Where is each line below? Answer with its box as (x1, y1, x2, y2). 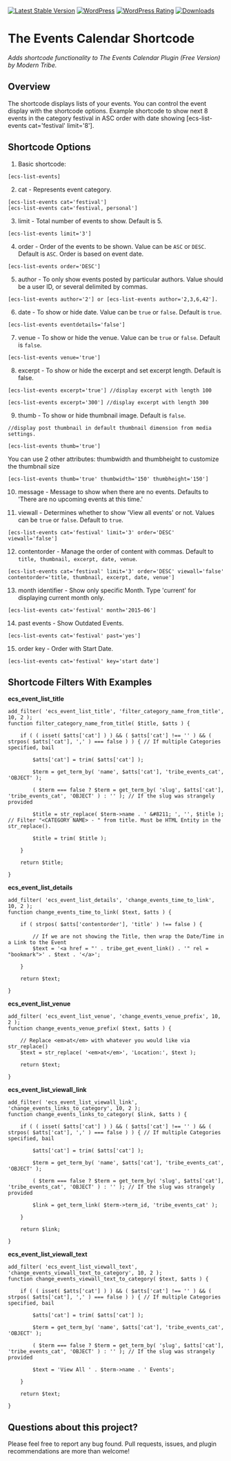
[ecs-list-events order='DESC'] (8, 263, 101, 270)
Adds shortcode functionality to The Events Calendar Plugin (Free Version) (8, 53, 221, 62)
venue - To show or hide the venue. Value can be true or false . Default (17, 333, 221, 341)
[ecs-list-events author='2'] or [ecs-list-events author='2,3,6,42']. (8, 296, 218, 303)
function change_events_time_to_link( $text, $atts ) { (8, 909, 172, 916)
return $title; (20, 859, 64, 867)
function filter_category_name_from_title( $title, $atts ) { (8, 720, 190, 727)
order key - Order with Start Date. (17, 644, 114, 652)
